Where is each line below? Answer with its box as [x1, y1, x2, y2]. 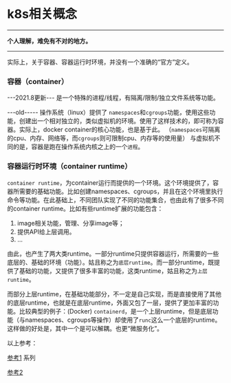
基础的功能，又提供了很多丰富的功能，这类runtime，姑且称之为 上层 [19, 266, 208, 275]
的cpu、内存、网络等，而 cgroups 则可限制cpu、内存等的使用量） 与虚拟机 [7, 134, 214, 142]
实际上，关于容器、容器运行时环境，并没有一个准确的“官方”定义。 [7, 58, 194, 66]
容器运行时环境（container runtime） [7, 162, 132, 171]
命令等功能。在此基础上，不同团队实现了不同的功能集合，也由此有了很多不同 [7, 195, 224, 204]
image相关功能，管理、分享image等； [16, 219, 125, 227]
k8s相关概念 [7, 6, 78, 22]
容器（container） [7, 76, 69, 86]
